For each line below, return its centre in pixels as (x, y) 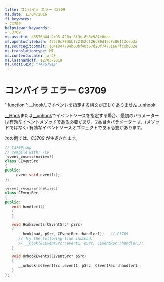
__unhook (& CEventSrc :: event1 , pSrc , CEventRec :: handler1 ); (80, 266)
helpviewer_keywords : (27, 28)
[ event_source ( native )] (29, 157)
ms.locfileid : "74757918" (31, 64)
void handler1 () (28, 207)
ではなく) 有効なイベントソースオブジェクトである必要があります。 (77, 128)
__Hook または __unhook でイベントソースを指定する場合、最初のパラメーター (82, 116)
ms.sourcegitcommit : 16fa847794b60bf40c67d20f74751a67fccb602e (71, 46)
